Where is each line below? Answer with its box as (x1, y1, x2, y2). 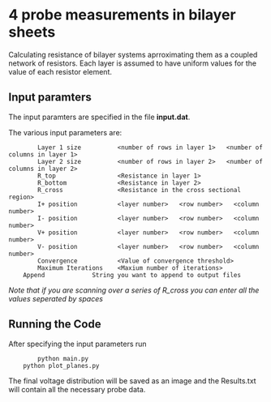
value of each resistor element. (8, 66, 112, 76)
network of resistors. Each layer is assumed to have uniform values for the (8, 58, 257, 68)
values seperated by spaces (8, 293, 104, 303)
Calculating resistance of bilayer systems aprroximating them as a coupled (8, 49, 258, 59)
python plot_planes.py (23, 361, 100, 370)
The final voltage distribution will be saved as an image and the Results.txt (8, 375, 257, 386)
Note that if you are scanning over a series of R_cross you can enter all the (8, 285, 260, 295)
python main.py (37, 354, 89, 362)
